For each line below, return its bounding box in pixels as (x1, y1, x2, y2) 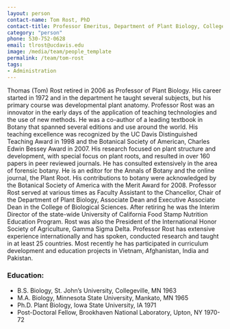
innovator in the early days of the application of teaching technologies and (7, 108, 217, 117)
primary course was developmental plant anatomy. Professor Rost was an (7, 101, 215, 109)
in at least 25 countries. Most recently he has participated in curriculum (7, 239, 209, 247)
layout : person (7, 10, 51, 17)
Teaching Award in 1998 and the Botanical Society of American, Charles (7, 137, 210, 145)
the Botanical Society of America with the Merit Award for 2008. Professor (7, 181, 217, 189)
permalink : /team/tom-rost (7, 55, 84, 62)
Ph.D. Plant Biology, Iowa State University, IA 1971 (16, 301, 157, 309)
